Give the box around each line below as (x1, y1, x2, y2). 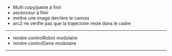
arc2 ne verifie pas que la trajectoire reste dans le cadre (12, 20, 131, 26)
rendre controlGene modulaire (12, 40, 77, 46)
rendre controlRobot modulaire (12, 35, 78, 41)
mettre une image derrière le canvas (12, 15, 90, 21)
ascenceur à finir (12, 10, 49, 16)
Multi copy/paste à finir (12, 5, 61, 10)
